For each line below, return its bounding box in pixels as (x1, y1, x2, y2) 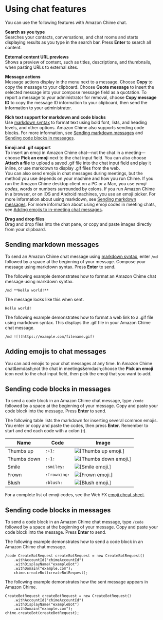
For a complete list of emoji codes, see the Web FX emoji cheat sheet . (5, 492, 145, 498)
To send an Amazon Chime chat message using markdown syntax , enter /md (5, 253, 158, 259)
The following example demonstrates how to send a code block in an (5, 539, 144, 544)
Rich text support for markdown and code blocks (5, 114, 106, 120)
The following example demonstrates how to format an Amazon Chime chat (5, 273, 157, 279)
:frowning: (45, 472, 71, 478)
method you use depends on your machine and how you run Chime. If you (5, 175, 154, 181)
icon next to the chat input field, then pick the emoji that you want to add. (5, 370, 152, 376)
